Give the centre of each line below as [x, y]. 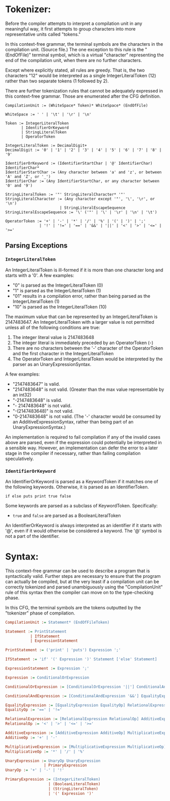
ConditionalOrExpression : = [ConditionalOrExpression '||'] [70, 687]
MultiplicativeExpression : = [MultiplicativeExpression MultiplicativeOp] [86, 747]
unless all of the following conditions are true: [53, 327]
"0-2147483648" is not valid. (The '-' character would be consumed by [87, 416]
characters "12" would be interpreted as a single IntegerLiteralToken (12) [81, 75]
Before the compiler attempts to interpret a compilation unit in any [74, 23]
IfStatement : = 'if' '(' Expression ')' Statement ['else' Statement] [81, 659]
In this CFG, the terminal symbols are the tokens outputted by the [73, 607]
